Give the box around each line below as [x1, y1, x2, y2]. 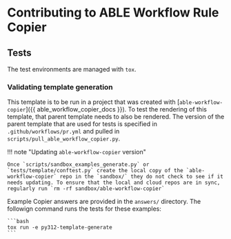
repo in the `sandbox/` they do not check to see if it [59, 174, 224, 180]
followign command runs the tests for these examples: [7, 205, 162, 213]
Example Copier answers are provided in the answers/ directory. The [7, 198, 201, 206]
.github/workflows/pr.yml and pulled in [7, 127, 120, 136]
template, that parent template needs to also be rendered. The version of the [7, 112, 225, 121]
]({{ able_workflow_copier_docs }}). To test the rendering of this [25, 105, 207, 114]
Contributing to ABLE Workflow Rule [7, 5, 219, 21]
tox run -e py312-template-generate [7, 224, 112, 231]
